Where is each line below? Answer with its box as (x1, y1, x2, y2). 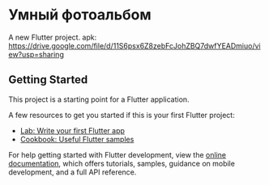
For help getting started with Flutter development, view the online (8, 149, 227, 159)
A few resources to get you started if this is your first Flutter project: (8, 110, 235, 120)
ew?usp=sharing (8, 49, 65, 59)
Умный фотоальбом (8, 6, 152, 24)
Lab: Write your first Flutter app (19, 125, 126, 135)
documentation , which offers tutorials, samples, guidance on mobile (8, 158, 235, 168)
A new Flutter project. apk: (8, 32, 97, 42)
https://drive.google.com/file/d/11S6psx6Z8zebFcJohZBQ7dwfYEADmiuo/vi (8, 40, 261, 50)
